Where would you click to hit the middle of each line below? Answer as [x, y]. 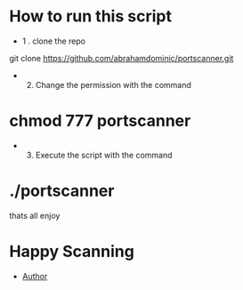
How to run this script [90, 16]
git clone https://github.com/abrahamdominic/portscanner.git [121, 58]
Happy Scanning [72, 252]
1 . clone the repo [54, 41]
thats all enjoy [35, 215]
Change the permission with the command [113, 85]
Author [35, 276]
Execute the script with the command [104, 155]
